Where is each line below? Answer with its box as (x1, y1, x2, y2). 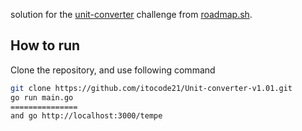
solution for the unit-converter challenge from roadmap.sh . (10, 9, 253, 20)
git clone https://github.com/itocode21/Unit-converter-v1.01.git (10, 83, 293, 93)
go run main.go (10, 92, 74, 103)
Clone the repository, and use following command (10, 64, 216, 76)
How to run (10, 37, 81, 54)
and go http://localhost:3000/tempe (10, 111, 163, 121)
